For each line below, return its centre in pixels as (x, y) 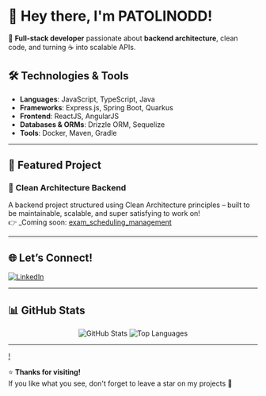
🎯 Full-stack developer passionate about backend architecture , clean (123, 38)
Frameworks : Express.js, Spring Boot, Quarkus (97, 107)
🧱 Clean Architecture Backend (67, 188)
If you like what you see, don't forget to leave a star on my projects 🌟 (120, 383)
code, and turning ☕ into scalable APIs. (72, 47)
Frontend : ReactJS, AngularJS (69, 116)
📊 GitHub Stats (47, 310)
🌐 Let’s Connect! (51, 258)
